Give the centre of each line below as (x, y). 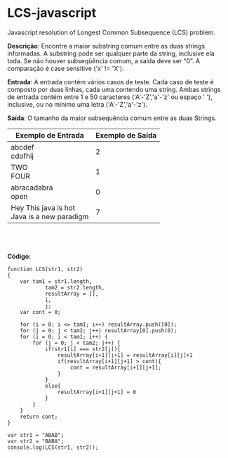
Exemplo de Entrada (49, 135)
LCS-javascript (52, 13)
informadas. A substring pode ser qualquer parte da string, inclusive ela (111, 53)
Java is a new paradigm (50, 216)
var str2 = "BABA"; (36, 441)
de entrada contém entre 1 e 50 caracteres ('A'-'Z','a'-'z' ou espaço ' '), (110, 97)
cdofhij (22, 156)
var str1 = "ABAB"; (36, 435)
